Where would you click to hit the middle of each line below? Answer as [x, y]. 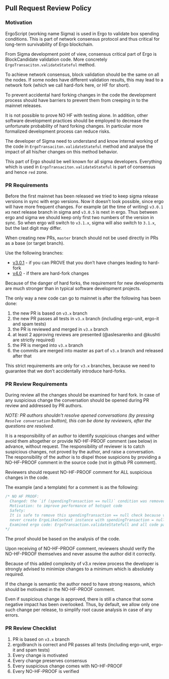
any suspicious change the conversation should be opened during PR [77, 400]
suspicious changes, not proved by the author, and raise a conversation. [80, 452]
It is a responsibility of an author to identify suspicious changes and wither [82, 436]
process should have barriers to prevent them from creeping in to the [77, 100]
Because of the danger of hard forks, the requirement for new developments [84, 283]
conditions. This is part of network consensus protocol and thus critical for [82, 39]
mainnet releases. [24, 106]
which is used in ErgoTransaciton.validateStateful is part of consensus [80, 167]
